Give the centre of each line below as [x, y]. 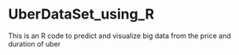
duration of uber [35, 43]
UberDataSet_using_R [81, 14]
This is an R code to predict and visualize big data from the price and [120, 36]
